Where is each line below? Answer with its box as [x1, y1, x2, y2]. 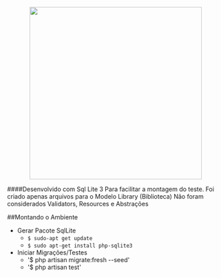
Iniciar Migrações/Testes [17, 248, 87, 257]
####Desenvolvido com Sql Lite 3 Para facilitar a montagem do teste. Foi [7, 185, 215, 193]
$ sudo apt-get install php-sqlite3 [27, 242, 133, 249]
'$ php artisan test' [27, 263, 81, 271]
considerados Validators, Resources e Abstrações [7, 200, 149, 208]
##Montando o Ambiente [7, 213, 78, 221]
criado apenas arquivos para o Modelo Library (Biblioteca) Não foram [7, 192, 204, 200]
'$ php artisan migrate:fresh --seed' [27, 256, 130, 264]
